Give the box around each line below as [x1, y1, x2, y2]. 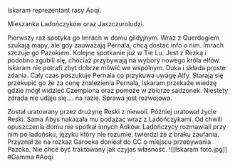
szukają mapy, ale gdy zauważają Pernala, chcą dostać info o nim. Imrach [7, 41, 224, 49]
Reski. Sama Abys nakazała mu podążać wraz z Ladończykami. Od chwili [7, 115, 223, 123]
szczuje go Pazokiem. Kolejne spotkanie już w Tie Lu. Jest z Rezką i [7, 49, 207, 57]
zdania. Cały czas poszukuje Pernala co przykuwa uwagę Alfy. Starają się [7, 71, 224, 79]
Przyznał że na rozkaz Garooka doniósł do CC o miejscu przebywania [7, 138, 211, 146]
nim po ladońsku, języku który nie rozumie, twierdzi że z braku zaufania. [7, 130, 219, 138]
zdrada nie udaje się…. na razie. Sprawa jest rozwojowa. [7, 94, 172, 102]
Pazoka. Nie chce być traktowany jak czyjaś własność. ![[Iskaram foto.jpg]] [7, 145, 228, 153]
